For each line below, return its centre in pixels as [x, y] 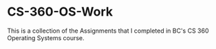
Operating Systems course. [46, 37]
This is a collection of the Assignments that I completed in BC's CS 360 [108, 31]
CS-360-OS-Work [60, 12]
